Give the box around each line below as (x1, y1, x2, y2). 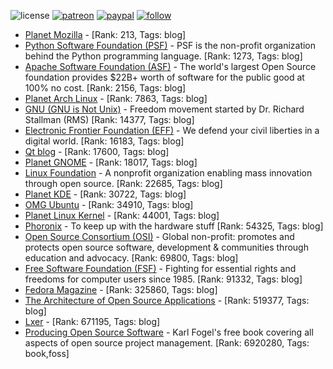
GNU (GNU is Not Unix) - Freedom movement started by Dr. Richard (24, 103, 305, 115)
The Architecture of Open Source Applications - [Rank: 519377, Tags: (24, 295, 310, 306)
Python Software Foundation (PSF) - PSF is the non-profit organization (24, 40, 317, 51)
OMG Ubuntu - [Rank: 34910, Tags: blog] (24, 199, 194, 210)
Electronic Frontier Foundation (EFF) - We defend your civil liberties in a (24, 125, 320, 136)
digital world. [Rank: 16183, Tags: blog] (24, 135, 185, 147)
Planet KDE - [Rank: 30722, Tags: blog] (24, 188, 187, 200)
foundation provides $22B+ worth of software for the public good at (24, 71, 305, 83)
